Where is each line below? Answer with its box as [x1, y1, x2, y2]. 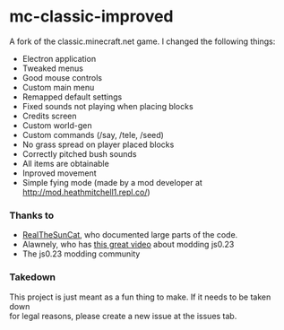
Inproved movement [22, 168, 97, 178]
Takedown [9, 271, 56, 283]
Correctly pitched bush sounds [22, 148, 137, 159]
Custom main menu [22, 82, 95, 92]
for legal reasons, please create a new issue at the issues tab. [9, 310, 237, 321]
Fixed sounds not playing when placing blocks [22, 100, 194, 111]
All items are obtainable [22, 158, 109, 169]
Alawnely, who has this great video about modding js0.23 [22, 239, 235, 250]
